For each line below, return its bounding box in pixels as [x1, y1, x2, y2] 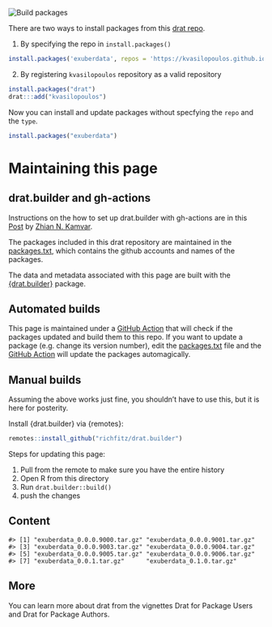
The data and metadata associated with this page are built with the [8, 270, 231, 280]
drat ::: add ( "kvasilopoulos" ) [8, 92, 107, 101]
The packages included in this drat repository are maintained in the [8, 237, 232, 247]
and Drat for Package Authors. [8, 609, 110, 619]
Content [8, 514, 51, 528]
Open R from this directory [19, 474, 109, 483]
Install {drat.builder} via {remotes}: [8, 419, 124, 429]
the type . [8, 116, 38, 126]
